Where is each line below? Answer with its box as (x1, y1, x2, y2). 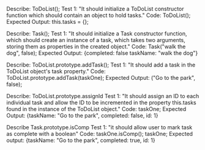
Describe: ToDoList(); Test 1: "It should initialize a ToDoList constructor (6, 5, 184, 12)
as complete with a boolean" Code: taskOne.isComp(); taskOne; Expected (6, 130, 193, 137)
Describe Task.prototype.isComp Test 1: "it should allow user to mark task (6, 124, 193, 130)
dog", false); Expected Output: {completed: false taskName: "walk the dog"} (6, 49, 198, 57)
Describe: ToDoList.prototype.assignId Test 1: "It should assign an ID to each (6, 93, 199, 99)
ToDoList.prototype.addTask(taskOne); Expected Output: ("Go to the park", (6, 74, 196, 81)
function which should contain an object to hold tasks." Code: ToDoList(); (6, 12, 191, 19)
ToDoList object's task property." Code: (6, 68, 106, 75)
